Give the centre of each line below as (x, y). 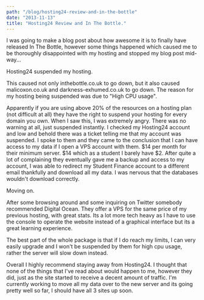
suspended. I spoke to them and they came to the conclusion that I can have (102, 140)
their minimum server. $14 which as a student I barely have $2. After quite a (101, 153)
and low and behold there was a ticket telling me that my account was (94, 134)
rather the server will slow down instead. (57, 253)
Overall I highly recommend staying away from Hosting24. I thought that (97, 265)
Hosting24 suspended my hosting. (50, 72)
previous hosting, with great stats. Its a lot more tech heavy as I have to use (101, 216)
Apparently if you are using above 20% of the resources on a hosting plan (99, 108)
